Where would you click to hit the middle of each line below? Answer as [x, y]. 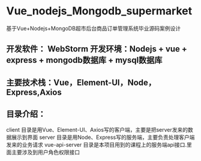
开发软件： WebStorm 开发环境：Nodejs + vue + [97, 49]
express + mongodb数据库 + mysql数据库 [84, 60]
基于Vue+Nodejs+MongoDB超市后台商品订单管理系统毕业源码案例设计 [94, 28]
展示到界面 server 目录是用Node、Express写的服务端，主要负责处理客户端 [103, 137]
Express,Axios [34, 92]
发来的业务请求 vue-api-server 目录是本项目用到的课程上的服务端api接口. [97, 144]
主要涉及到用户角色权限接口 [45, 152]
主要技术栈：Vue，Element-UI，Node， [81, 82]
